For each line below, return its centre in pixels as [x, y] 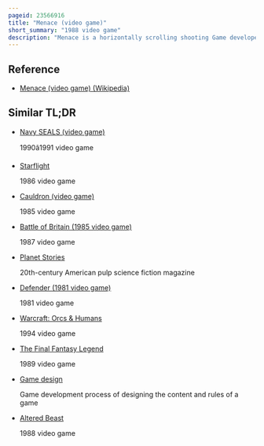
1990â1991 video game [57, 147]
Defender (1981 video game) [65, 287]
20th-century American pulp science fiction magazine [107, 272]
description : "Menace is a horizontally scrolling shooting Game [117, 37]
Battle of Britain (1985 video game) [75, 227]
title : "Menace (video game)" [58, 23]
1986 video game [48, 181]
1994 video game [48, 333]
